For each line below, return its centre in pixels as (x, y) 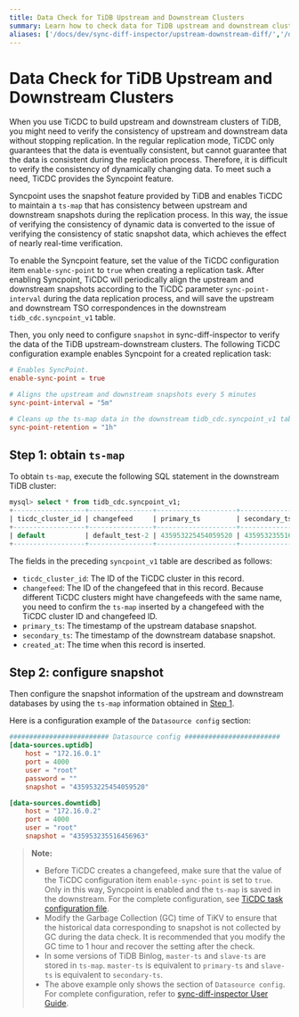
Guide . (57, 1003)
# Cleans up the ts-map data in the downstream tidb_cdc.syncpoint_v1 (143, 419)
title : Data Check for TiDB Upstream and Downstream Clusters (127, 17)
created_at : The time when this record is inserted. (114, 644)
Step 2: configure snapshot (87, 673)
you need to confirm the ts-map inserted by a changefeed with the (143, 607)
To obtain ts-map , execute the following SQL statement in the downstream (144, 476)
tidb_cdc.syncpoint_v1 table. (62, 318)
